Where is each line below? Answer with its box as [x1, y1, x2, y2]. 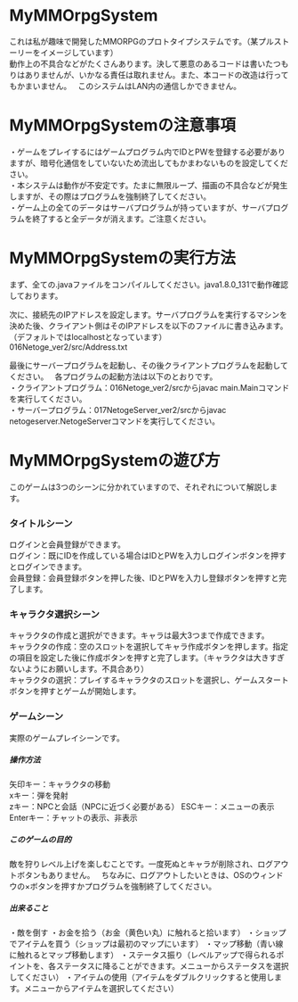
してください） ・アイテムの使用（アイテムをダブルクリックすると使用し [9, 972, 275, 982]
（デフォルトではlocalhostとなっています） [9, 331, 167, 342]
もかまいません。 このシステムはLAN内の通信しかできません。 [9, 80, 242, 91]
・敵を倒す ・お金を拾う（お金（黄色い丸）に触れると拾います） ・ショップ [9, 927, 286, 938]
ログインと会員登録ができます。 [9, 539, 126, 550]
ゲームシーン [9, 710, 64, 723]
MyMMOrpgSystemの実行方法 [9, 248, 237, 269]
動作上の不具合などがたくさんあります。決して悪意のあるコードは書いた [9, 58, 274, 69]
